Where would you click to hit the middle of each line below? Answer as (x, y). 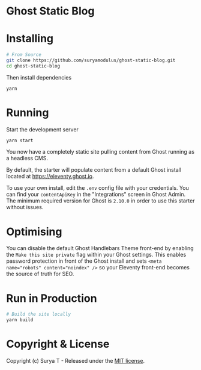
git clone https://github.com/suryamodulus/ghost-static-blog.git (91, 60)
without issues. (25, 207)
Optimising (34, 232)
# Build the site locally (38, 315)
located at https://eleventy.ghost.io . (50, 177)
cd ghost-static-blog (33, 66)
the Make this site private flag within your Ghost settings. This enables (96, 255)
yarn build (20, 320)
